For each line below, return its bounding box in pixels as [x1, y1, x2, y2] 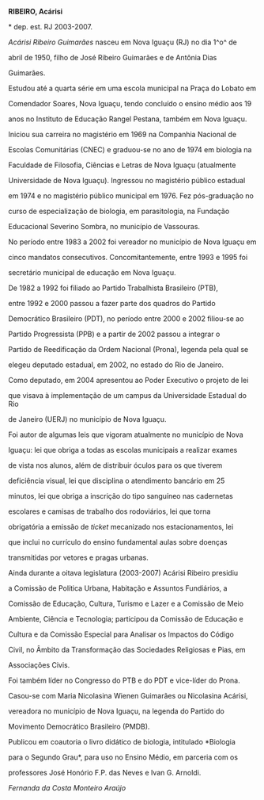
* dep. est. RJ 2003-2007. [8, 22, 93, 31]
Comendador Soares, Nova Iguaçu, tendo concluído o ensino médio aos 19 [8, 99, 252, 108]
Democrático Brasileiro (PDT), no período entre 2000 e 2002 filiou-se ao [8, 314, 244, 323]
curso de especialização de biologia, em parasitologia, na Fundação [8, 206, 230, 216]
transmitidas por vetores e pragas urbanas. [8, 553, 149, 562]
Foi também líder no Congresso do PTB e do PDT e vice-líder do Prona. [8, 676, 240, 685]
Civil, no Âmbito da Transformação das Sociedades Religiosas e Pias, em [8, 645, 246, 654]
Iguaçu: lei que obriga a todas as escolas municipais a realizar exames [8, 446, 238, 454]
